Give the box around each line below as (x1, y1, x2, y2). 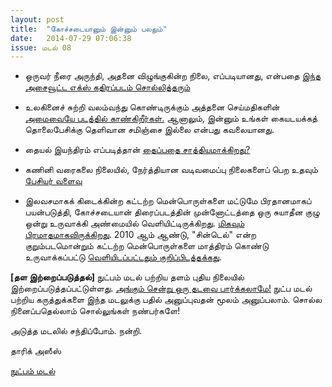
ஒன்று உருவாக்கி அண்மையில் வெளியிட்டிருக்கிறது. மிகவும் (24, 217, 245, 230)
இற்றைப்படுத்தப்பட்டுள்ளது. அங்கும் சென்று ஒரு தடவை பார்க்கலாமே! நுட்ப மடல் (10, 282, 313, 295)
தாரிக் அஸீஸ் (10, 345, 62, 357)
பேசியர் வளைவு (24, 175, 83, 187)
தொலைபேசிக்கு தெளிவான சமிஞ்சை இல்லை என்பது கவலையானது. (24, 124, 275, 136)
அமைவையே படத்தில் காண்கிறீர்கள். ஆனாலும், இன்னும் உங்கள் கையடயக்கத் (24, 112, 318, 125)
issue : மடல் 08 (10, 42, 72, 53)
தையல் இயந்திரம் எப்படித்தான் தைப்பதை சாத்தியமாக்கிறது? (24, 144, 251, 156)
